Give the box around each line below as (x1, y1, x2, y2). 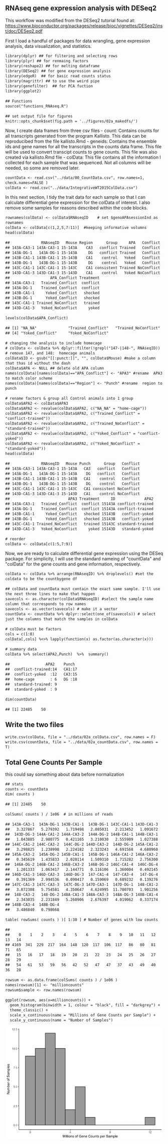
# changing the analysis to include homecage (5, 340, 102, 346)
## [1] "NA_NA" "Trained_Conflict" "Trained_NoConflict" (5, 325, 160, 330)
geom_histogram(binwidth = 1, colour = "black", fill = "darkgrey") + (10, 1003, 160, 1008)
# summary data (5, 646, 37, 652)
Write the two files (5, 721, 64, 729)
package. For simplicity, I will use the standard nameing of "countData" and (5, 555, 161, 561)
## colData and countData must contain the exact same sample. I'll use (5, 586, 160, 592)
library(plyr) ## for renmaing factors (5, 58, 89, 63)
